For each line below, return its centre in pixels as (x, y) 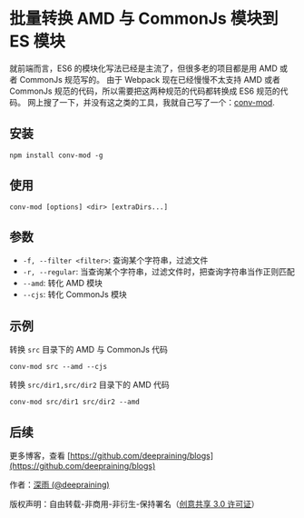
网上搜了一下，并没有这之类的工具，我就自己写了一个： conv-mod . (151, 102)
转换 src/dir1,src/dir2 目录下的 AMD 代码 (89, 385)
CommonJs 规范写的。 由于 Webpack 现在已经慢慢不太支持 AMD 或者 (150, 79)
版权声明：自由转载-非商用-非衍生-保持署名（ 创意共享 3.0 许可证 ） (135, 504)
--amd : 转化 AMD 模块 (62, 284)
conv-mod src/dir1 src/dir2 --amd (75, 402)
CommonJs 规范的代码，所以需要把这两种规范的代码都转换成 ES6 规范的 (145, 91)
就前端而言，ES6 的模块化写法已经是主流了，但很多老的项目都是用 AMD (144, 68)
